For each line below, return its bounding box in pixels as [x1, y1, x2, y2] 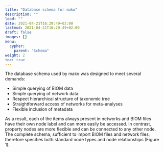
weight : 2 [5, 52, 25, 58]
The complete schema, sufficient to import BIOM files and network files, [5, 131, 150, 137]
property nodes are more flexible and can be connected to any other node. [5, 126, 156, 132]
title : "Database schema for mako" [5, 7, 78, 12]
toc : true [5, 57, 25, 62]
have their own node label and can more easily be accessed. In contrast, [5, 121, 152, 127]
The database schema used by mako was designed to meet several [5, 71, 141, 76]
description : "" [5, 12, 38, 17]
